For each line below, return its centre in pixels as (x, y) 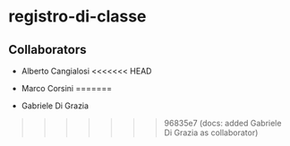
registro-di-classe (77, 17)
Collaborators (47, 50)
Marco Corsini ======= (67, 88)
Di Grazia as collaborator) (211, 133)
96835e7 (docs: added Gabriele (223, 123)
